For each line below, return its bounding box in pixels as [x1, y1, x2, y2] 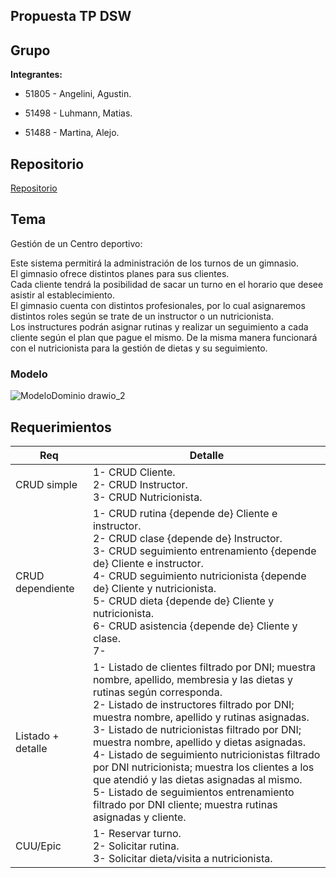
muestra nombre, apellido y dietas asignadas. [92, 735, 307, 749]
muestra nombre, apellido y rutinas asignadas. [92, 710, 310, 724]
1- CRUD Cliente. [92, 465, 176, 479]
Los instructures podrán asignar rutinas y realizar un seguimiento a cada [10, 320, 309, 333]
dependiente [15, 581, 75, 595]
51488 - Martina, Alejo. [24, 127, 120, 139]
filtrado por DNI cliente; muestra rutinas [92, 797, 278, 811]
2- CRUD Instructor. [92, 477, 188, 491]
